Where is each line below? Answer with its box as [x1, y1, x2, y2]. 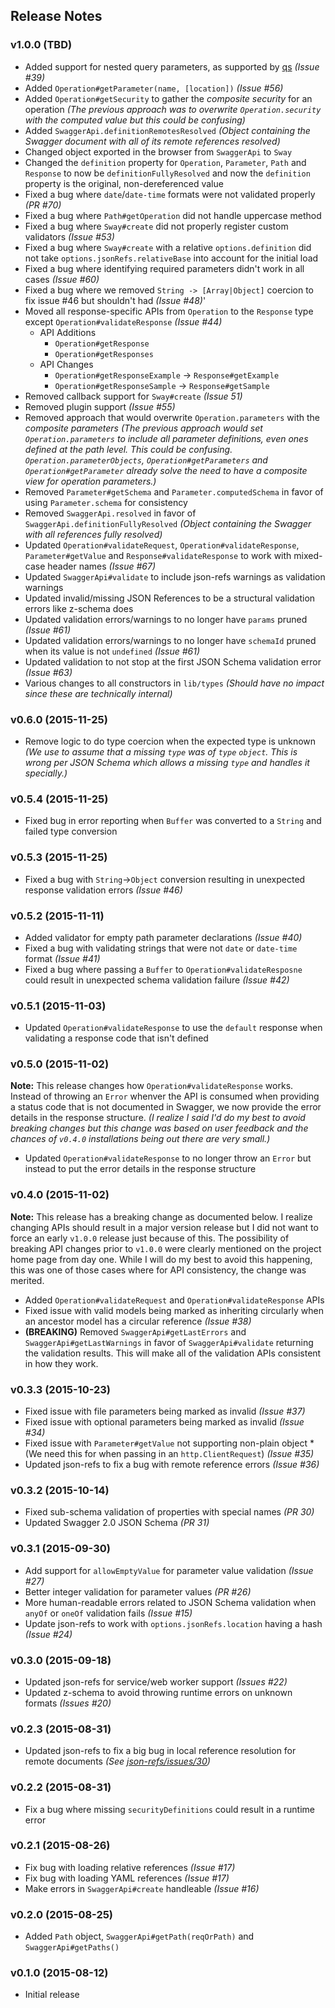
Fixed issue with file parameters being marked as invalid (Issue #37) [24, 1405, 306, 1418]
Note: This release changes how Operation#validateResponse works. [10, 1080, 294, 1092]
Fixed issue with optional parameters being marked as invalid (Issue [24, 1416, 305, 1428]
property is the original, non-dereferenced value [24, 177, 224, 189]
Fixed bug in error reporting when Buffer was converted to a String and [24, 815, 322, 827]
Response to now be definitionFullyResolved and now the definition [24, 167, 311, 179]
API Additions [39, 326, 97, 338]
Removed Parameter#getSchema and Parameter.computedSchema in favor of [24, 485, 324, 498]
